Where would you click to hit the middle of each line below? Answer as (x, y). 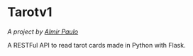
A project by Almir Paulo (43, 31)
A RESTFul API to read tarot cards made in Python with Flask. (96, 45)
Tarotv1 (30, 12)
